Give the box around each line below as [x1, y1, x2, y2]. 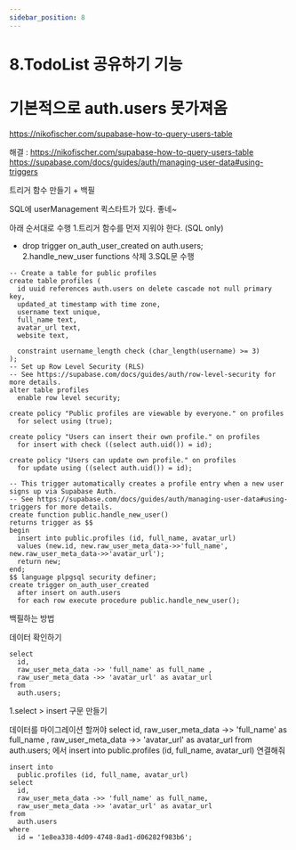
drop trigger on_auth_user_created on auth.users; [21, 240, 204, 250]
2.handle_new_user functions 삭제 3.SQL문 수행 [21, 250, 195, 261]
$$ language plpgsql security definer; [9, 572, 157, 582]
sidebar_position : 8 [9, 12, 86, 22]
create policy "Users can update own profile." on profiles [9, 455, 237, 464]
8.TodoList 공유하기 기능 [9, 54, 183, 74]
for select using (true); [17, 416, 114, 426]
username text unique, [17, 307, 101, 316]
